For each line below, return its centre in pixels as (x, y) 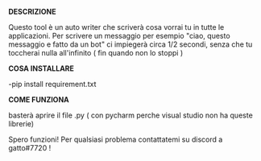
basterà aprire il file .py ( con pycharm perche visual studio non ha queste (131, 115)
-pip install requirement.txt (52, 84)
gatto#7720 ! (30, 148)
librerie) (21, 124)
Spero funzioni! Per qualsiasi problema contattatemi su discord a (116, 139)
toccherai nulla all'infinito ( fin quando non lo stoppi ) (96, 53)
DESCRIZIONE (32, 12)
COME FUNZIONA (39, 99)
